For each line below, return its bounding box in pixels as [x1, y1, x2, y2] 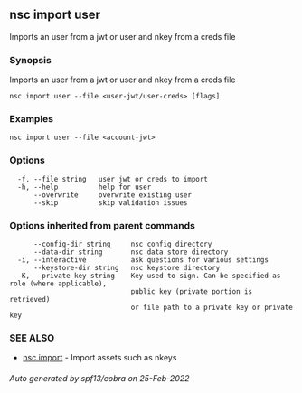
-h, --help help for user [17, 182, 152, 192]
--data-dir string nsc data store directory [33, 248, 229, 257]
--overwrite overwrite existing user [33, 190, 193, 200]
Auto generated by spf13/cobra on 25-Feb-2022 [9, 372, 190, 383]
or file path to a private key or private [130, 303, 294, 312]
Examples [9, 113, 54, 126]
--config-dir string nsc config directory [33, 239, 212, 248]
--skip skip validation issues [33, 198, 188, 207]
